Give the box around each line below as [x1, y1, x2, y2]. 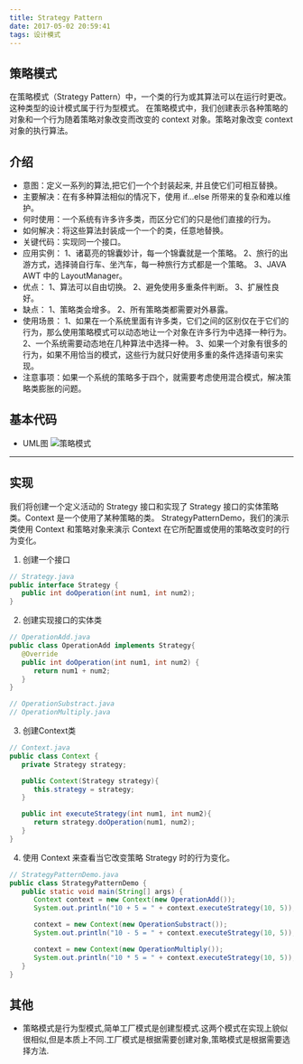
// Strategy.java [9, 572, 75, 581]
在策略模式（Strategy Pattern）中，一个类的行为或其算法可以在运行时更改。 [9, 91, 291, 102]
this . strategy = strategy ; [32, 785, 135, 794]
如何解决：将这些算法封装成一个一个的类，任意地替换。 [22, 225, 228, 236]
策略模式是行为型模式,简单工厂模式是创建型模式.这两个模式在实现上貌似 [22, 1022, 289, 1034]
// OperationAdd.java [9, 633, 91, 642]
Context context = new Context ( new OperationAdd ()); [32, 895, 236, 904]
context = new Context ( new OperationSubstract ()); [32, 920, 228, 929]
